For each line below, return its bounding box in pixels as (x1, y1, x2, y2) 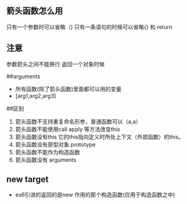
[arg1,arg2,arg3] (15, 92, 56, 99)
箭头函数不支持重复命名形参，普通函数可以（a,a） (15, 118, 142, 125)
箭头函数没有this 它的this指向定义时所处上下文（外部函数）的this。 (15, 133, 184, 140)
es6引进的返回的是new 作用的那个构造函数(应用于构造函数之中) (15, 191, 175, 198)
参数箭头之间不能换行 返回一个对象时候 (6, 60, 105, 67)
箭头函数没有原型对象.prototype (15, 140, 96, 148)
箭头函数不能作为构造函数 (15, 148, 80, 156)
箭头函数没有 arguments (15, 156, 77, 164)
